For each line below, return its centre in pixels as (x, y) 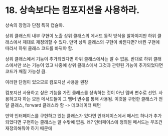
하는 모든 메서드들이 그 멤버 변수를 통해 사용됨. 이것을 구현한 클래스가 (90, 98)
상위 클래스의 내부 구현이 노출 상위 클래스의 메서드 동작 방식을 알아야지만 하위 (81, 35)
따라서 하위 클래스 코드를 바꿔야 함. (39, 48)
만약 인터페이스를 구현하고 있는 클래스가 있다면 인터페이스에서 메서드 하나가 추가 (83, 115)
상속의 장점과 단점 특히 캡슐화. (35, 25)
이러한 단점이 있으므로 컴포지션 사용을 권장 (47, 82)
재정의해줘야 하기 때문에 (29, 128)
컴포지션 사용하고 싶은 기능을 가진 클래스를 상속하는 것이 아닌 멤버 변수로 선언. (81, 92)
